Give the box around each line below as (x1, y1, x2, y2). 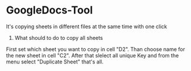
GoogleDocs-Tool (6, 4, 93, 17)
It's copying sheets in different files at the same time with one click (6, 23, 168, 30)
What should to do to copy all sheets (14, 34, 103, 41)
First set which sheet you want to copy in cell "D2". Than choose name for (6, 45, 186, 53)
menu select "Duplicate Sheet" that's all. (6, 58, 104, 65)
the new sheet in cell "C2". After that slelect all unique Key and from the (6, 52, 179, 59)
